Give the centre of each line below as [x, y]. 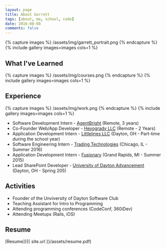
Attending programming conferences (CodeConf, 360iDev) [72, 209]
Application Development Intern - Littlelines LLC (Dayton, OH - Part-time [86, 133]
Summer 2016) [27, 149]
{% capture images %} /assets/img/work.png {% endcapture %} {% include [83, 108]
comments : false [22, 28]
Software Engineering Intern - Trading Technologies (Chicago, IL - [80, 144]
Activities [20, 186]
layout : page [19, 10]
